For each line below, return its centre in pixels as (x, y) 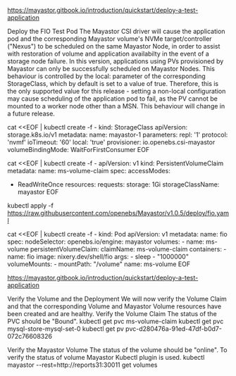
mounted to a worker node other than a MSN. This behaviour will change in (116, 106)
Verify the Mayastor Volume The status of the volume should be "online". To (117, 350)
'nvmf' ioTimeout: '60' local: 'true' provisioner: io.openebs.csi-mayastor (111, 142)
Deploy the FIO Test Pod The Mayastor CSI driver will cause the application (116, 31)
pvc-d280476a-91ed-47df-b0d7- (174, 329)
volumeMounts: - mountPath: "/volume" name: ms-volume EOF (99, 264)
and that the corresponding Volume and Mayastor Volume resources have (114, 306)
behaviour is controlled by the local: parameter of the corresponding (106, 76)
